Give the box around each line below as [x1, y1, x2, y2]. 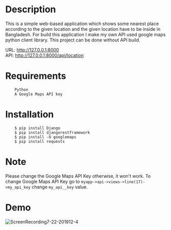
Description [5, 4, 56, 15]
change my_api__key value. [31, 183, 88, 190]
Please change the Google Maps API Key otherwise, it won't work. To [5, 173, 151, 179]
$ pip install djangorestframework [14, 130, 90, 135]
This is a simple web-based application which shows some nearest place [5, 20, 159, 27]
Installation [5, 109, 54, 120]
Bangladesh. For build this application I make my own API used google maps [5, 31, 166, 37]
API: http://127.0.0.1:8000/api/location [5, 52, 84, 58]
